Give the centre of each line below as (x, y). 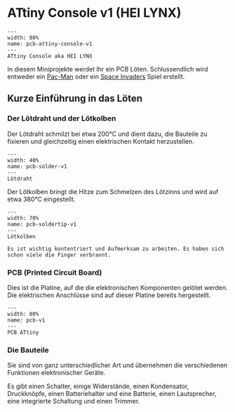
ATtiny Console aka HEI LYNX (50, 56)
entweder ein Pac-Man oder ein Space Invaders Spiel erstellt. (96, 76)
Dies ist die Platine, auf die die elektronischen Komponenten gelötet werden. (117, 287)
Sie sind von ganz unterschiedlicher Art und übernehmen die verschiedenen (117, 365)
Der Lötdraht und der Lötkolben (62, 118)
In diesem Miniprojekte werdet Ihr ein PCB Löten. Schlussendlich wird (108, 69)
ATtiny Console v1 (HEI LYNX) (94, 13)
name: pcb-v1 (26, 320)
